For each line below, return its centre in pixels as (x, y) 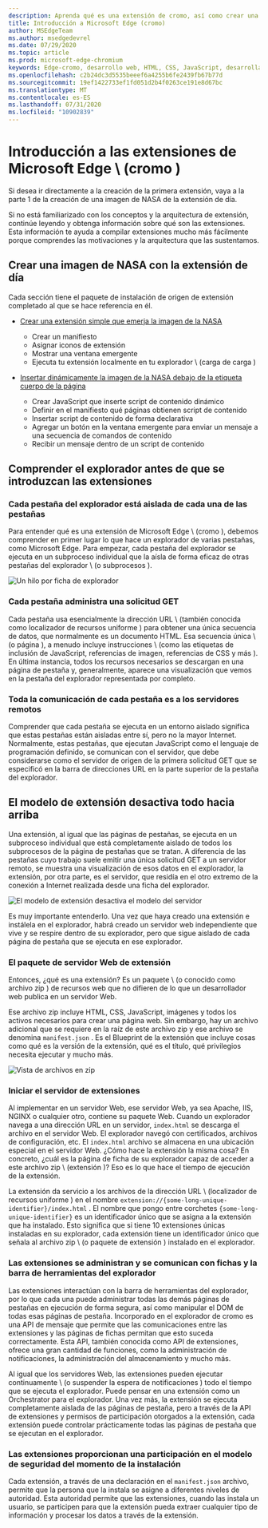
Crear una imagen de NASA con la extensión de (128, 266)
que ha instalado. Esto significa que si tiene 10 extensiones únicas (117, 1225)
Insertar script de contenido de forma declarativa (112, 418)
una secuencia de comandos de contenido (102, 435)
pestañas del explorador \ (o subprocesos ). (81, 566)
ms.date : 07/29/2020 (43, 46)
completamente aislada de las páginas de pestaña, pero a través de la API (130, 1407)
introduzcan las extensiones (81, 481)
